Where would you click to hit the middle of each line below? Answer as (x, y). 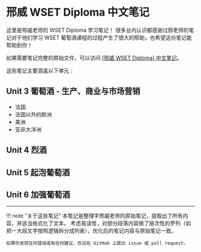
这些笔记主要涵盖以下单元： (40, 70)
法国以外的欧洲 (33, 114)
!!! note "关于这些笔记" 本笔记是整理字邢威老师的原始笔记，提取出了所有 (95, 216)
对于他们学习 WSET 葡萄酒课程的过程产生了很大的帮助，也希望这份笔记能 (102, 37)
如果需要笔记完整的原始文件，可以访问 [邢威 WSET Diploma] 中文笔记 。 (94, 58)
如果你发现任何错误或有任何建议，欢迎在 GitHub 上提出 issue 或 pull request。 (97, 244)
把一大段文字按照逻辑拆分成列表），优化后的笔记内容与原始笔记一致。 (91, 231)
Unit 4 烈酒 (26, 150)
